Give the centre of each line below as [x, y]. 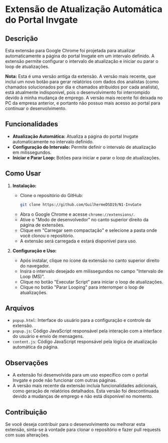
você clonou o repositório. [47, 235]
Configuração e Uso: [34, 250]
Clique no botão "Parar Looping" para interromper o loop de [82, 287]
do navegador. [35, 265]
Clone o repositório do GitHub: [51, 195]
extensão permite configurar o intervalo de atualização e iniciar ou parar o [82, 61]
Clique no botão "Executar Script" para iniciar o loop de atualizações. [92, 282]
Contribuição [26, 412]
